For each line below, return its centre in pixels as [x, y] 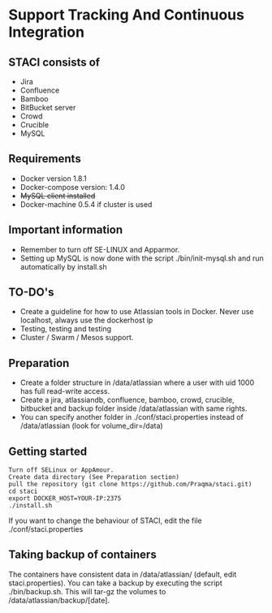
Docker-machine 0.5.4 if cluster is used [86, 204]
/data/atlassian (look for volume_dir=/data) [92, 426]
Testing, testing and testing [66, 329]
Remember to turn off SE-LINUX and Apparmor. [100, 249]
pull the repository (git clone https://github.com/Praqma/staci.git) [130, 485]
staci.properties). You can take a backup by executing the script [115, 583]
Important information [66, 230]
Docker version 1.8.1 [53, 178]
